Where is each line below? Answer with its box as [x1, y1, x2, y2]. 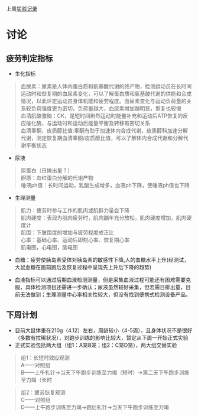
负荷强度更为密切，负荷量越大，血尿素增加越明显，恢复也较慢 [31, 105, 181, 112]
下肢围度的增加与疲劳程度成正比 [36, 229, 114, 236]
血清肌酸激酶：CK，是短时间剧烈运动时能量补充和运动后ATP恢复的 [20, 112, 183, 119]
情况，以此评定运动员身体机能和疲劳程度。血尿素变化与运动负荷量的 [20, 97, 187, 105]
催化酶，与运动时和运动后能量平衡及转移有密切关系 [25, 120, 151, 126]
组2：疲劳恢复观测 [20, 389, 66, 396]
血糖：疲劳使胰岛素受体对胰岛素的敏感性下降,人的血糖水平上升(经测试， [14, 256, 189, 263]
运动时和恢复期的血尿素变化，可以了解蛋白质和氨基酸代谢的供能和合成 [20, 90, 192, 97]
